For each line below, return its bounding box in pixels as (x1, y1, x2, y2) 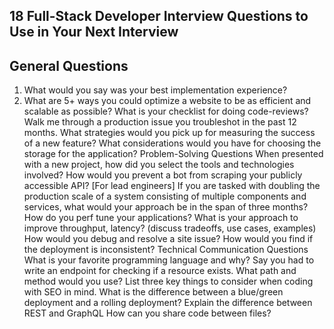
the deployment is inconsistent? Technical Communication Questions (23, 244, 309, 256)
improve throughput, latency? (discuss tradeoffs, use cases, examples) (23, 222, 317, 234)
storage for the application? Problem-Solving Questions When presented (23, 148, 324, 160)
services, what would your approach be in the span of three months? (23, 201, 309, 213)
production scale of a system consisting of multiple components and (23, 190, 307, 203)
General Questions (9, 57, 129, 74)
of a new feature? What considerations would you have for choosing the (23, 137, 322, 149)
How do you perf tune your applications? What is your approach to (23, 212, 299, 224)
